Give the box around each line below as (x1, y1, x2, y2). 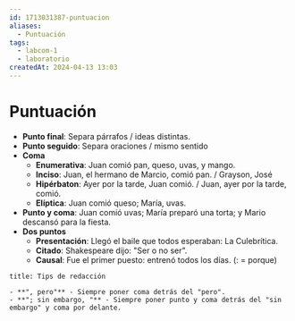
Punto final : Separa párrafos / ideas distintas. (21, 131, 190, 141)
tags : (9, 38, 29, 47)
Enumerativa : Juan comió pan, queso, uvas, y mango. (35, 159, 236, 170)
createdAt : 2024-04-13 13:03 (9, 63, 118, 72)
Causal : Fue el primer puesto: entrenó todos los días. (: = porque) (35, 254, 277, 265)
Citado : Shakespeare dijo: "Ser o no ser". (35, 245, 188, 256)
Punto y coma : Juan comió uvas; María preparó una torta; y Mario (21, 207, 266, 217)
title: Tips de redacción (9, 272, 105, 281)
